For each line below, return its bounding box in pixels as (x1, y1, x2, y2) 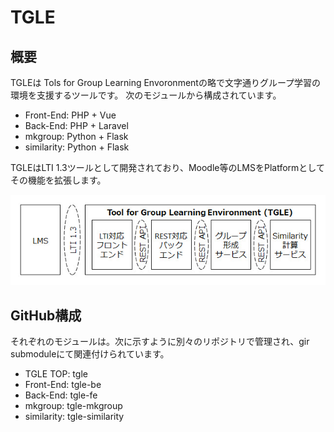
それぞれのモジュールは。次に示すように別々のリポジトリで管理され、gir (10, 336, 310, 348)
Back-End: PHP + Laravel (24, 120, 129, 131)
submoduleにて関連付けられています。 (10, 348, 170, 360)
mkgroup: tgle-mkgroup (24, 400, 123, 412)
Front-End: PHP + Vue (24, 109, 117, 121)
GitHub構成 (10, 307, 82, 324)
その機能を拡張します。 (10, 174, 107, 186)
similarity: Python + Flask (24, 141, 130, 153)
